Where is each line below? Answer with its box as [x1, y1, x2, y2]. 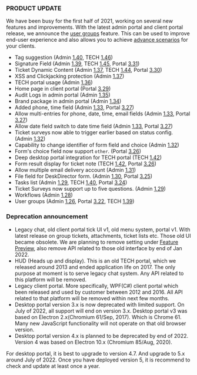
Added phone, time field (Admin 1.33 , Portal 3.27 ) [14, 104, 134, 111]
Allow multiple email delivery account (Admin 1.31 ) [14, 167, 136, 174]
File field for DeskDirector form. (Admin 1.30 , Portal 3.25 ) [14, 172, 153, 180]
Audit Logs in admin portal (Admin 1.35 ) [14, 91, 111, 98]
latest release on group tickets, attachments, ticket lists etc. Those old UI [14, 232, 191, 239]
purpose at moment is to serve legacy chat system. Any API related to [14, 270, 184, 277]
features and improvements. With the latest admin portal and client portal [6, 24, 183, 31]
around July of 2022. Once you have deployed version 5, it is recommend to [6, 356, 191, 363]
